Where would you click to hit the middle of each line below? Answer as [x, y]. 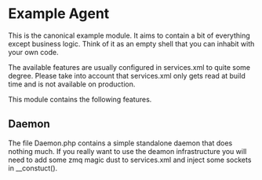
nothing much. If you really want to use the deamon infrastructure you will [127, 151]
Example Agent [59, 14]
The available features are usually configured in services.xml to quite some [129, 67]
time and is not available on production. [72, 84]
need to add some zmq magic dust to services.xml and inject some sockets [130, 160]
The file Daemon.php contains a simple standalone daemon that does [120, 143]
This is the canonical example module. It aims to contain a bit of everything [129, 35]
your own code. [33, 52]
